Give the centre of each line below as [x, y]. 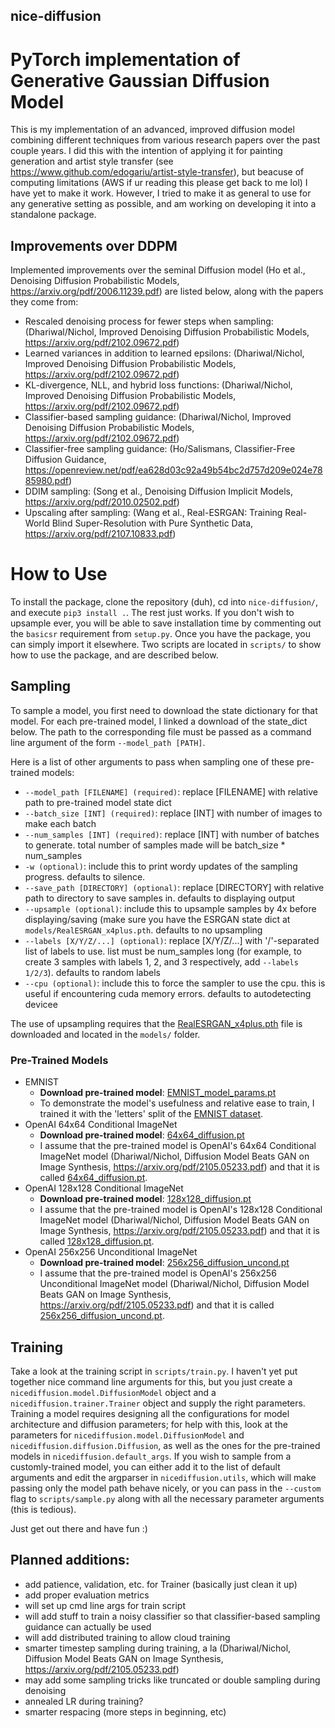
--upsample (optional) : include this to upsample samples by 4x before [170, 908]
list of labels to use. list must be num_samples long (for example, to [163, 951]
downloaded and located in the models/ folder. [105, 1034]
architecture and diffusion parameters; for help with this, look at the [149, 1424]
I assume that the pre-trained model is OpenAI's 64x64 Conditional [178, 1146]
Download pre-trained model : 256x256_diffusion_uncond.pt [164, 1263]
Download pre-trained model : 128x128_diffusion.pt [145, 1199]
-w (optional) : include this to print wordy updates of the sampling [161, 866]
